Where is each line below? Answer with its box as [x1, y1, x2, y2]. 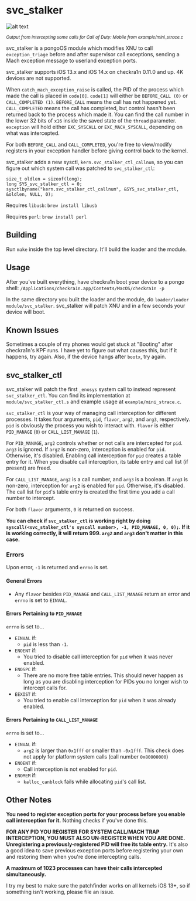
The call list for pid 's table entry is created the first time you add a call [6, 488, 175, 495]
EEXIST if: [14, 690, 37, 698]
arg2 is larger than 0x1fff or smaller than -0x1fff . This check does [23, 747, 184, 754]
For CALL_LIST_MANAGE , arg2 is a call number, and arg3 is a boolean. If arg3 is [6, 476, 188, 483]
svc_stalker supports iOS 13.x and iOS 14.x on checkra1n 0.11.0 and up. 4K [6, 68, 184, 75]
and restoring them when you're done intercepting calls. [6, 853, 142, 860]
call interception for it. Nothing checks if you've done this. [6, 817, 148, 824]
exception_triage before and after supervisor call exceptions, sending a [6, 50, 180, 57]
